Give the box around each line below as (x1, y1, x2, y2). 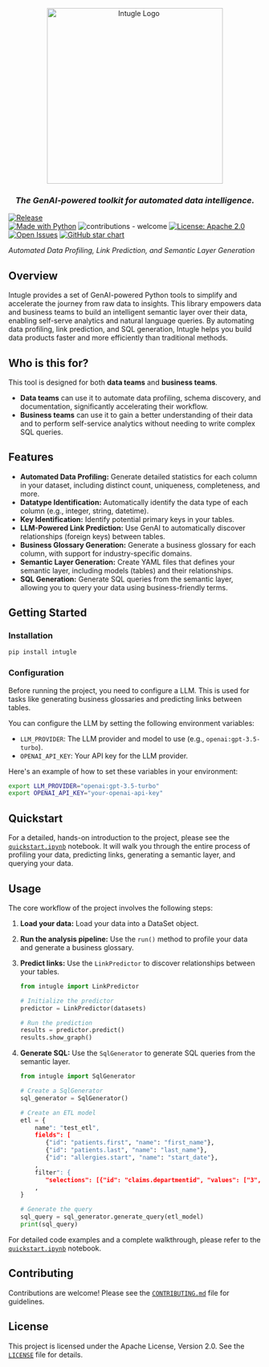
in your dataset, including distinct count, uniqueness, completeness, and (19, 480, 261, 490)
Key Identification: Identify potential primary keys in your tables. (19, 514, 234, 524)
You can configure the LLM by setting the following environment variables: (8, 718, 255, 728)
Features (8, 451, 54, 464)
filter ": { (35, 1169, 71, 1177)
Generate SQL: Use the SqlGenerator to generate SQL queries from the (19, 1048, 255, 1058)
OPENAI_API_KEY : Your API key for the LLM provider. (19, 751, 189, 761)
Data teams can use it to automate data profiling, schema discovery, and (19, 393, 261, 402)
